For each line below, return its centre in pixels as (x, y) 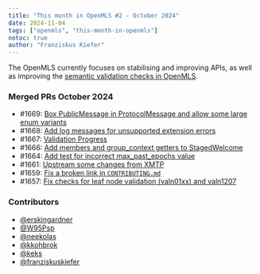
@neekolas (38, 236)
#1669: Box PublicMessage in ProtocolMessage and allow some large (134, 114)
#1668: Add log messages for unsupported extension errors (118, 131)
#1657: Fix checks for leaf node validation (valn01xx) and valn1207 (128, 181)
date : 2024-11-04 (37, 23)
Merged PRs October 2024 (61, 97)
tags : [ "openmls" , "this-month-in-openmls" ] (83, 30)
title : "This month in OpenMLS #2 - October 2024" (94, 15)
